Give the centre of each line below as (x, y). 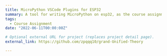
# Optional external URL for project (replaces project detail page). (80, 37)
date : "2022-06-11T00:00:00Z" (37, 28)
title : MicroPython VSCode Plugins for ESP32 (53, 10)
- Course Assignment (31, 24)
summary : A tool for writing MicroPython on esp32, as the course (75, 14)
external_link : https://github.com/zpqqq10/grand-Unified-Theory (74, 42)
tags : (11, 19)
